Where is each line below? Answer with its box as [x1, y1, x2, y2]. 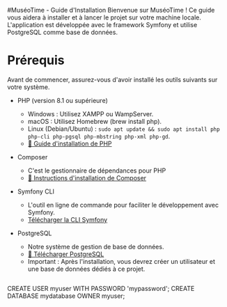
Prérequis [7, 52, 65, 68]
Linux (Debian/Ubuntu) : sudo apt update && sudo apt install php [27, 125, 221, 133]
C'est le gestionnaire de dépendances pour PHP [27, 166, 166, 175]
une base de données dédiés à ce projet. [27, 265, 146, 273]
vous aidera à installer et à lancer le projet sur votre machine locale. [7, 13, 202, 22]
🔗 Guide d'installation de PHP [27, 139, 113, 148]
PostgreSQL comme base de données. [7, 28, 118, 36]
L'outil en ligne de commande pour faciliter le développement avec [27, 200, 219, 209]
